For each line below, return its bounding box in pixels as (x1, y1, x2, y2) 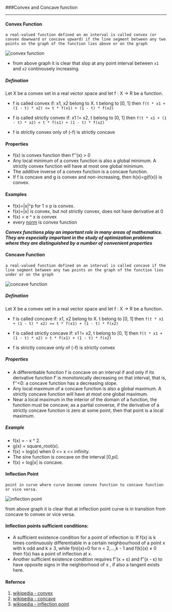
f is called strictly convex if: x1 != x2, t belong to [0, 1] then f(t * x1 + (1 (12, 115, 167, 121)
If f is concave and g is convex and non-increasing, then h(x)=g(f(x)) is (12, 174, 162, 180)
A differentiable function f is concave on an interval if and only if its (12, 369, 155, 375)
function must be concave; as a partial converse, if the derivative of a (12, 402, 160, 408)
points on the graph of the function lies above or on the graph (5, 41, 147, 47)
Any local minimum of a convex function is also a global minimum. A (12, 157, 157, 164)
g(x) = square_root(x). (12, 443, 59, 449)
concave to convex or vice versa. (5, 511, 75, 517)
